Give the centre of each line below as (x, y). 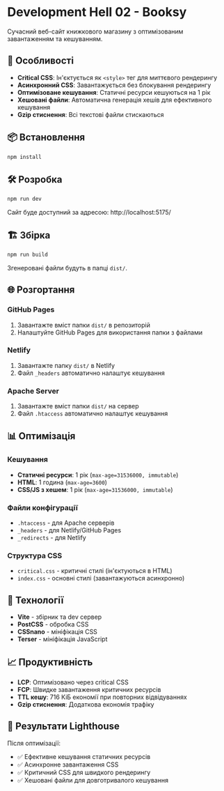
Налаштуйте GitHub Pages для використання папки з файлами (110, 332)
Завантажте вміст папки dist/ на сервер (78, 406)
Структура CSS (35, 556)
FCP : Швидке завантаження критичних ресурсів (89, 690)
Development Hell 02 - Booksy (97, 12)
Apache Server (33, 391)
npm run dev (24, 199)
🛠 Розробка (35, 179)
